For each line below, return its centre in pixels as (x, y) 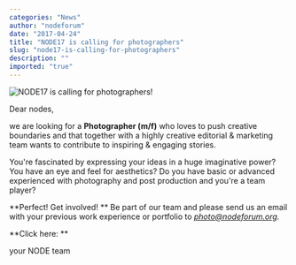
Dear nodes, (32, 109)
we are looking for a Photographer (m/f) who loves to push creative (133, 125)
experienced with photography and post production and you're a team (137, 180)
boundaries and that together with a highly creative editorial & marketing (141, 135)
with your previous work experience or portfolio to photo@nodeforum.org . (144, 216)
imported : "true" (41, 67)
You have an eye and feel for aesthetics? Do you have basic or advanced (142, 171)
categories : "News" (45, 17)
